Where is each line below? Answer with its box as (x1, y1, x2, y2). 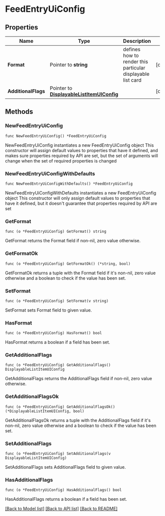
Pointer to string (50, 62, 88, 68)
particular (123, 64, 146, 71)
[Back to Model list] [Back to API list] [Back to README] (5, 506, 118, 512)
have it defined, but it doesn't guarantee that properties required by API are (5, 200, 157, 206)
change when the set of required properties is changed (5, 158, 117, 163)
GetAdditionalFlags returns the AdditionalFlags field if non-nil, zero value (5, 376, 152, 382)
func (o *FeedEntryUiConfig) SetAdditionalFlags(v (5, 451, 111, 456)
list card (123, 77, 141, 83)
